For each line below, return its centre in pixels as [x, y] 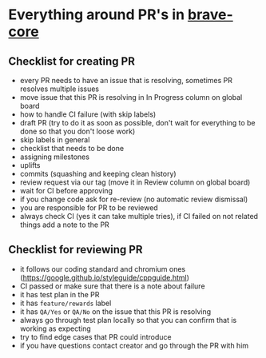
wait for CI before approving [66, 191]
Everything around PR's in [97, 15]
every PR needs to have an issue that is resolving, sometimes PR [126, 80]
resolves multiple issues [60, 89]
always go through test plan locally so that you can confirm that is [128, 320]
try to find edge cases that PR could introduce [95, 336]
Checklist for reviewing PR [75, 250]
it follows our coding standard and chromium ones [103, 268]
